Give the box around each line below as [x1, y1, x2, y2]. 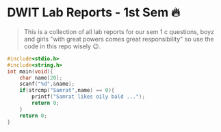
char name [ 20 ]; [19, 74, 63, 81]
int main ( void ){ [7, 68, 53, 75]
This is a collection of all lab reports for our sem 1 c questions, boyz [23, 27, 214, 35]
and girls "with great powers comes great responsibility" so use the [23, 35, 214, 43]
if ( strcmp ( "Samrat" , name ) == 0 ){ [19, 87, 115, 94]
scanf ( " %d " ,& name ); [19, 80, 75, 88]
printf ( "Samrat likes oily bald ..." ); [31, 93, 146, 100]
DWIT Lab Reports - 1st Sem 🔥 [7, 5, 181, 20]
